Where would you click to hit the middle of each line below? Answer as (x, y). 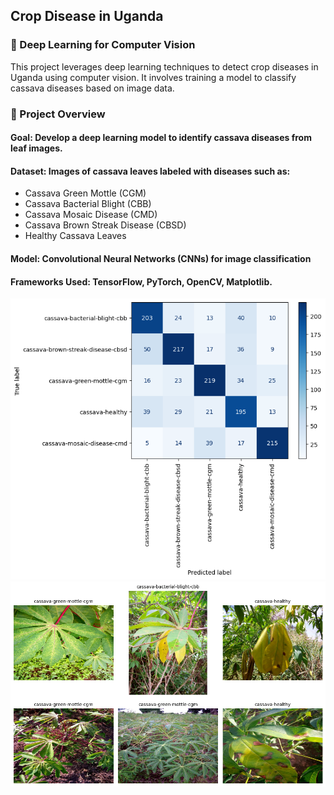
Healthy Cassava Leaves (75, 236)
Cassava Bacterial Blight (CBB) (88, 204)
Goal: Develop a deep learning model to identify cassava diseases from (161, 138)
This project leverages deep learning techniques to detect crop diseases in (164, 66)
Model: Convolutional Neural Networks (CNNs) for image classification (161, 258)
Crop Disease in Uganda (87, 16)
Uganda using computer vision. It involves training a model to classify (153, 77)
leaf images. (36, 148)
